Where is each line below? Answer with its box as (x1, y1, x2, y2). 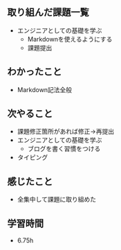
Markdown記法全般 (17, 85, 73, 93)
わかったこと (7, 66, 62, 78)
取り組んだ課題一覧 (7, 6, 89, 19)
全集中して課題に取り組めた (17, 195, 97, 204)
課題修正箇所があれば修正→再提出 (17, 127, 115, 136)
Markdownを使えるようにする (27, 35, 113, 43)
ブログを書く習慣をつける (27, 145, 101, 153)
